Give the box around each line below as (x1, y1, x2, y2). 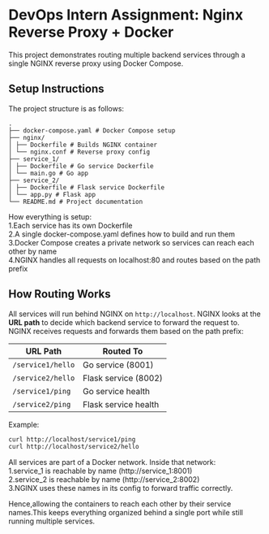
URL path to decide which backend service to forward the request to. (8, 317, 240, 327)
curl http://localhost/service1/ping (8, 435, 136, 444)
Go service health (82, 385, 151, 397)
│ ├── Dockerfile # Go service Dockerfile (8, 162, 154, 170)
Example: (8, 419, 40, 429)
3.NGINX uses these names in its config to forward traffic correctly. (8, 484, 233, 493)
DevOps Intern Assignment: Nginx (8, 6, 244, 24)
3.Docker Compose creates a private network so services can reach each (8, 237, 254, 247)
